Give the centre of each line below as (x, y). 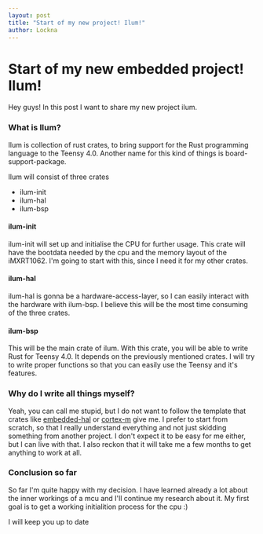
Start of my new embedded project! (126, 69)
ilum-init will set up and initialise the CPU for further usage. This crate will (127, 243)
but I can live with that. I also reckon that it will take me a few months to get (130, 444)
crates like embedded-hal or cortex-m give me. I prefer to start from (118, 419)
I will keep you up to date (49, 521)
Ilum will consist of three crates (59, 177)
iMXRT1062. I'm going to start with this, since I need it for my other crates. (128, 261)
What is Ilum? (35, 128)
